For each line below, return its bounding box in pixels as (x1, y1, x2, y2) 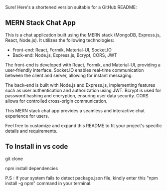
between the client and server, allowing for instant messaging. (5, 72, 133, 78)
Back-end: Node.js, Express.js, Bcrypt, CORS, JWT (12, 52, 117, 58)
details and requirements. (5, 128, 58, 134)
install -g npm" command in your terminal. (5, 180, 92, 186)
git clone (5, 156, 23, 162)
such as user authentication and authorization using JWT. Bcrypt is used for (5, 87, 162, 93)
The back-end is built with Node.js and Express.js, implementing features (5, 82, 156, 88)
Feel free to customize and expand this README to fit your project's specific (5, 122, 162, 129)
